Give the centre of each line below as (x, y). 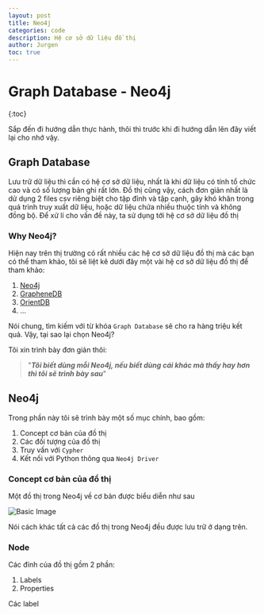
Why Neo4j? (33, 236)
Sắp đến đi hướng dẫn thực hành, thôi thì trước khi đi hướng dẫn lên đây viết (132, 129)
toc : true (25, 52)
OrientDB (34, 302)
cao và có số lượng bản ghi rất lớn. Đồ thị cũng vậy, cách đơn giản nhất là (128, 190)
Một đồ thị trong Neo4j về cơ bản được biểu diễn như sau (102, 496)
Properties (36, 589)
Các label (24, 604)
